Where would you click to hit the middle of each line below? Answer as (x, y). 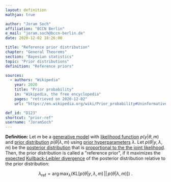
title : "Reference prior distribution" (48, 47)
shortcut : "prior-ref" (29, 117)
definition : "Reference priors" (39, 66)
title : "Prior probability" (44, 89)
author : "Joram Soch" (28, 24)
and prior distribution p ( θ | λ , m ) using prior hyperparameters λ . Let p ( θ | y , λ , (84, 142)
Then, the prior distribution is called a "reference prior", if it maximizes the (83, 153)
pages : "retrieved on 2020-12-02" (51, 99)
